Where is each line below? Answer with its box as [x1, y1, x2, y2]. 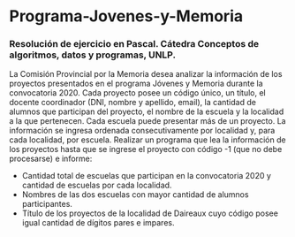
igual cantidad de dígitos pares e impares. [21, 218, 175, 228]
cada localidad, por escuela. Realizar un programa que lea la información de [9, 134, 286, 145]
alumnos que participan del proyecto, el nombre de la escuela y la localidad [9, 106, 284, 117]
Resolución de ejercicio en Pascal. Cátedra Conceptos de [9, 38, 260, 50]
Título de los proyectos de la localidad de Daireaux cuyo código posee [21, 208, 278, 218]
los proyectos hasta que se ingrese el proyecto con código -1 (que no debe [9, 144, 283, 155]
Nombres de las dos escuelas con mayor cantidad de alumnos [21, 189, 249, 200]
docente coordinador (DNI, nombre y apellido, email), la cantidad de [9, 97, 256, 108]
